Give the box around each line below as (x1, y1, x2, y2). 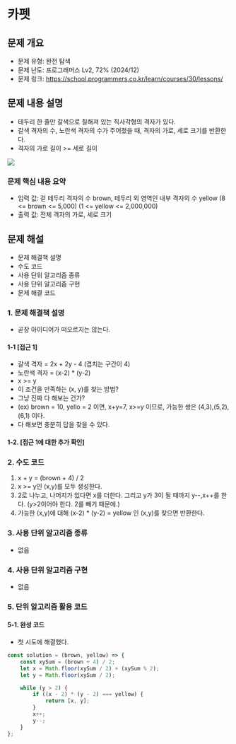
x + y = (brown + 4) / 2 (17, 474, 84, 482)
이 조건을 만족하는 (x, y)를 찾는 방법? (17, 385, 119, 393)
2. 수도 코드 (7, 457, 45, 467)
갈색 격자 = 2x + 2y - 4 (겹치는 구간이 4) (17, 360, 131, 368)
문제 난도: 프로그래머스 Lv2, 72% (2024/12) (17, 66, 140, 74)
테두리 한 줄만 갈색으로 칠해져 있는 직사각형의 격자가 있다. (17, 117, 177, 126)
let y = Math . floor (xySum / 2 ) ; (20, 671, 115, 679)
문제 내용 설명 (7, 97, 64, 110)
